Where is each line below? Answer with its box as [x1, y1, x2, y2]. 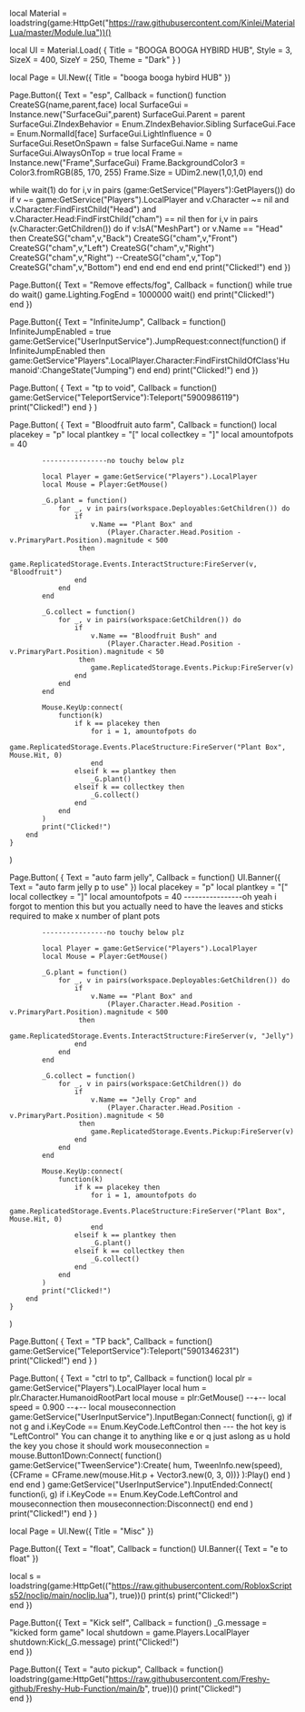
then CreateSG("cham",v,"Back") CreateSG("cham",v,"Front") [9, 233, 238, 244]
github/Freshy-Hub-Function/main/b [9, 1683, 145, 1694]
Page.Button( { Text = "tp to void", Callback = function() [9, 382, 218, 393]
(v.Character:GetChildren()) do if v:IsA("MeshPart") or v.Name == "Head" [9, 223, 283, 234]
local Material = [9, 8, 68, 18]
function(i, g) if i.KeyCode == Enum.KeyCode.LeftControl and [9, 1489, 239, 1499]
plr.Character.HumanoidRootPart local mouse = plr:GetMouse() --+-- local [9, 1392, 287, 1403]
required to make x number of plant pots [9, 911, 161, 921]
